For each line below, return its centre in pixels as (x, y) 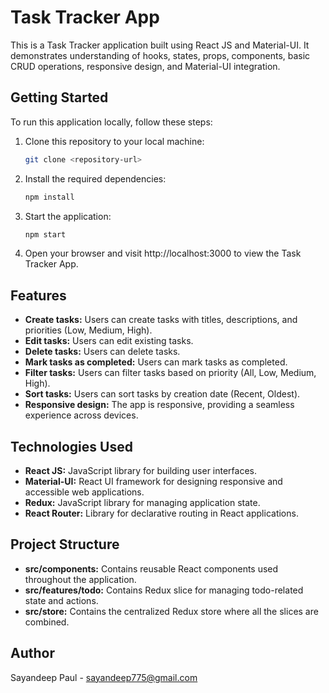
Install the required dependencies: (95, 178)
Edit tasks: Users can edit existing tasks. (109, 341)
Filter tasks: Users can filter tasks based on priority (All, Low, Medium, (170, 373)
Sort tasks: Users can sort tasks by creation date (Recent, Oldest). (162, 394)
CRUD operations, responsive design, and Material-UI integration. (145, 66)
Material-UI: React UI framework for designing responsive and (153, 481)
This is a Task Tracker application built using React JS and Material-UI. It (160, 45)
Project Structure (65, 544)
